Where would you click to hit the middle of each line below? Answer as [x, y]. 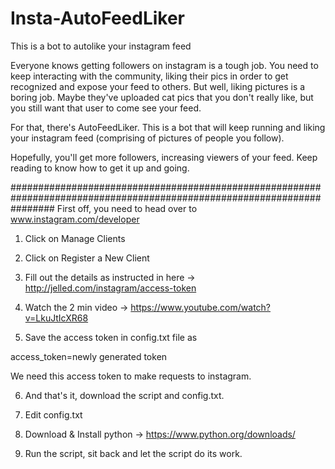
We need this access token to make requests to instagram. [131, 376]
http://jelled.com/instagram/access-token [110, 288]
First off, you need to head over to [127, 208]
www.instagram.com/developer [75, 219]
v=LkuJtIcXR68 [56, 318]
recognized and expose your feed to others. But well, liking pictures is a [158, 86]
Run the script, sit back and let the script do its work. [133, 453]
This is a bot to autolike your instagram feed [101, 46]
